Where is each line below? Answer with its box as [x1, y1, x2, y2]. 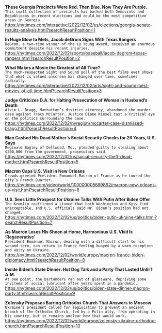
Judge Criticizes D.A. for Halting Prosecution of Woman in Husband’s [5, 97, 147, 103]
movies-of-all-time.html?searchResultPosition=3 [5, 88, 102, 94]
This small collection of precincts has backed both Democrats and [5, 9, 145, 14]
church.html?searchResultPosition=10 [5, 323, 81, 329]
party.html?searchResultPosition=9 [5, 291, 75, 296]
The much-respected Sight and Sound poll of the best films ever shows [5, 70, 153, 75]
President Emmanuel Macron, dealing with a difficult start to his [5, 239, 145, 244]
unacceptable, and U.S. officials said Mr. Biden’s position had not [5, 206, 149, 211]
